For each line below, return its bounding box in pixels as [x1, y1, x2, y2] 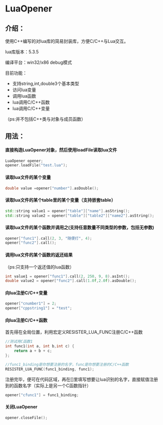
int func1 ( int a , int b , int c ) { [5, 344, 75, 349]
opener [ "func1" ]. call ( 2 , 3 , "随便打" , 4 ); [5, 236, 92, 241]
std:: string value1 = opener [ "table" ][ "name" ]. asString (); [5, 208, 130, 213]
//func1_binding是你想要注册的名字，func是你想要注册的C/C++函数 [5, 362, 129, 367]
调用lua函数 [12, 93, 36, 99]
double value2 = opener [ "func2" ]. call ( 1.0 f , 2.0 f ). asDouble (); [5, 279, 137, 283]
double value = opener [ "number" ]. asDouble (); [5, 185, 99, 191]
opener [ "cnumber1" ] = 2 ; [5, 301, 57, 306]
